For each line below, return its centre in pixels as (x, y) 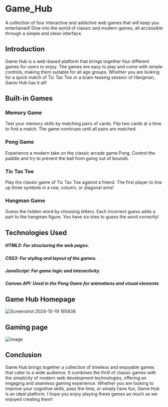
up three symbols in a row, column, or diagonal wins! (60, 188)
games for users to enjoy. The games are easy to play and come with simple (84, 66)
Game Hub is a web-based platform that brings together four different (77, 61)
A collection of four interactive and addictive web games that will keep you (82, 23)
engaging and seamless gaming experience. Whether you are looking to (79, 383)
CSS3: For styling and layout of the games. (51, 258)
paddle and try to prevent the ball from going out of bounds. (67, 158)
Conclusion (24, 355)
